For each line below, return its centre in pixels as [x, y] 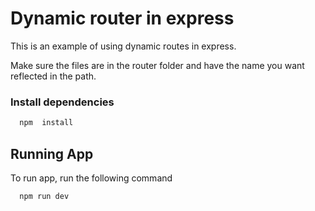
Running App [52, 153]
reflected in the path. [53, 76]
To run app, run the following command [91, 178]
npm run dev [44, 196]
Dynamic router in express [122, 18]
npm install [46, 123]
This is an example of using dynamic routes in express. [123, 46]
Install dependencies [62, 102]
